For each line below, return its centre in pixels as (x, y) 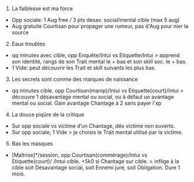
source (20, 32)
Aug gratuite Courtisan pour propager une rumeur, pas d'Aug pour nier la (100, 26)
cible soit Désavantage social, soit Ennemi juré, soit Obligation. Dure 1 (96, 168)
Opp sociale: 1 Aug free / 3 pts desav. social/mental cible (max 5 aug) (96, 20)
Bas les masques (32, 143)
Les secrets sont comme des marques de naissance (75, 79)
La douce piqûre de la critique (48, 115)
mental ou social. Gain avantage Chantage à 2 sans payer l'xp (86, 103)
